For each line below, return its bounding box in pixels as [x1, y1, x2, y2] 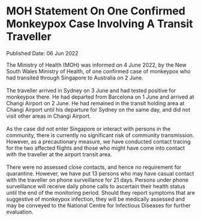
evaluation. [6, 208, 34, 215]
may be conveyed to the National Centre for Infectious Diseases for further [6, 201, 191, 209]
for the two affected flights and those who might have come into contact [6, 144, 185, 151]
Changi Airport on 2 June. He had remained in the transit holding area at [6, 99, 185, 106]
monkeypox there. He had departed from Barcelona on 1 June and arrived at [6, 93, 194, 100]
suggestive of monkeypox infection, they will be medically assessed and [6, 195, 185, 203]
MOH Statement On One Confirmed [6, 4, 186, 18]
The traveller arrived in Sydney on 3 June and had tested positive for [6, 87, 176, 94]
